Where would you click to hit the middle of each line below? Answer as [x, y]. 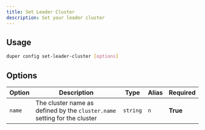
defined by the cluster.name [76, 110]
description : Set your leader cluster [56, 18]
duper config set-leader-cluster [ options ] [63, 56]
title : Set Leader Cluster [41, 12]
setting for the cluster [67, 118]
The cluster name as [65, 103]
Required [182, 92]
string [132, 110]
